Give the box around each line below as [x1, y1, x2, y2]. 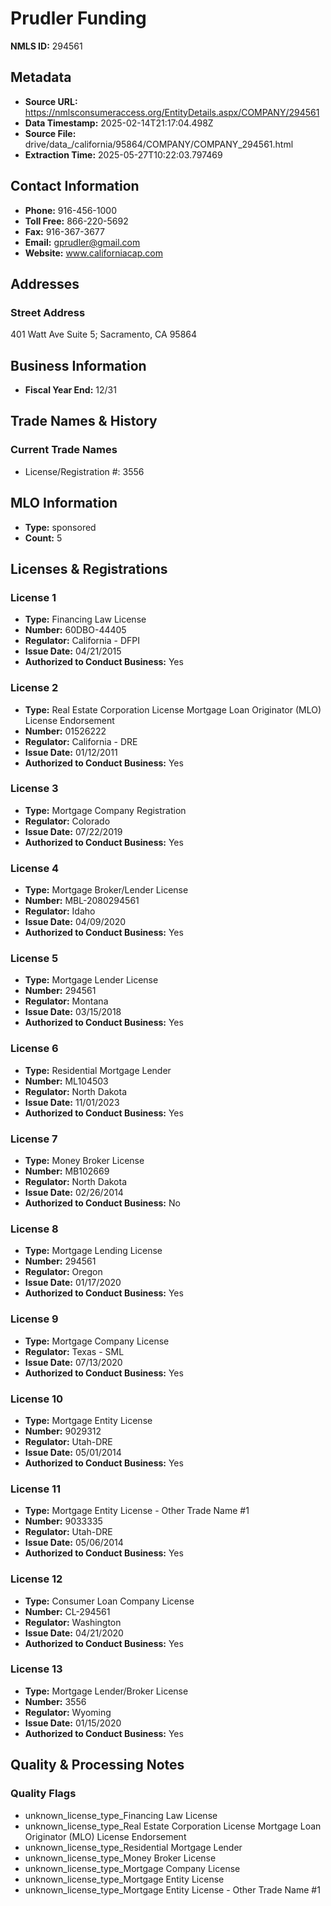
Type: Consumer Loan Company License [24, 1595, 195, 1607]
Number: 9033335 [24, 1515, 103, 1527]
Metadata [10, 69, 72, 86]
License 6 [10, 1042, 59, 1056]
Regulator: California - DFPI [24, 635, 140, 647]
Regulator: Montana [24, 995, 109, 1007]
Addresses [10, 275, 80, 292]
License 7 [10, 1132, 58, 1146]
